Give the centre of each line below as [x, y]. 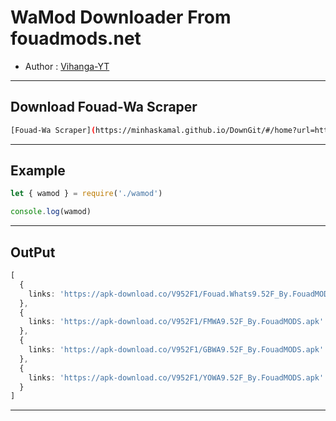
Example [38, 171]
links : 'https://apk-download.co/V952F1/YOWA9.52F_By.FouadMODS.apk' [176, 377]
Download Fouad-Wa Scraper [104, 107]
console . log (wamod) [51, 212]
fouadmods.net [76, 38]
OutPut [33, 252]
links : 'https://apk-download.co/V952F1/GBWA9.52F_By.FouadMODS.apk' [176, 350]
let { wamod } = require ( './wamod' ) [86, 194]
